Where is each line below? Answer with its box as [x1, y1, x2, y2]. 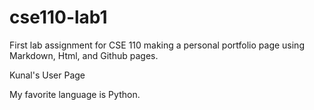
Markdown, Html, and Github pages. [9, 49, 159, 61]
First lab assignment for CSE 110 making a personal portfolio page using [9, 39, 305, 51]
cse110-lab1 [9, 6, 108, 29]
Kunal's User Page [9, 69, 86, 81]
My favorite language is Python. [9, 88, 141, 100]
